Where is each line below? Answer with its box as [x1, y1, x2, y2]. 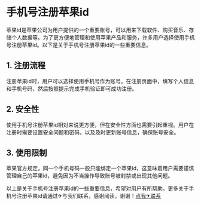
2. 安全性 [6, 104, 39, 114]
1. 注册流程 [6, 60, 46, 71]
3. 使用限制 [6, 148, 47, 158]
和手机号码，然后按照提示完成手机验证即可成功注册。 [6, 85, 138, 92]
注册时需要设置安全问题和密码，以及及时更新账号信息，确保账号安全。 [6, 128, 179, 136]
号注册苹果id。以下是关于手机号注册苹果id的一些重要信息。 [6, 41, 151, 48]
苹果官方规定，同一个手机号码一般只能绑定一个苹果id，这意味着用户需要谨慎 [6, 165, 194, 172]
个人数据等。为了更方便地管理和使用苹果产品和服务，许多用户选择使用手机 [11, 33, 195, 41]
